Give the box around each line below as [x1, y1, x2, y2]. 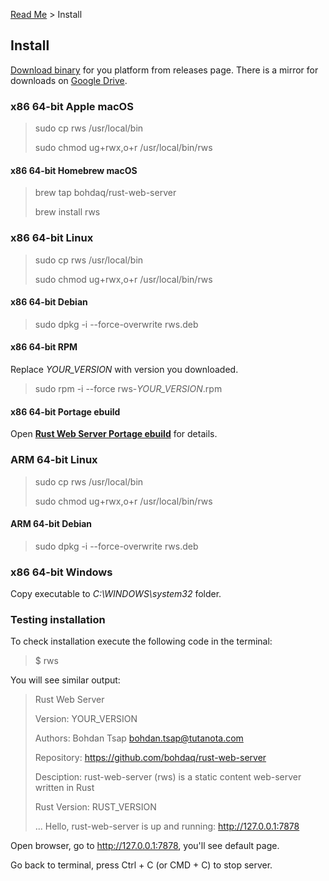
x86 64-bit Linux [10, 231, 94, 245]
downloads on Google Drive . [10, 74, 128, 86]
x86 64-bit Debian [10, 296, 88, 308]
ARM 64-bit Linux [10, 453, 98, 467]
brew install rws [34, 206, 101, 218]
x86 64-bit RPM [10, 341, 78, 353]
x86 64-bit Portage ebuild [10, 405, 121, 418]
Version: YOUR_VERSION [34, 713, 138, 725]
